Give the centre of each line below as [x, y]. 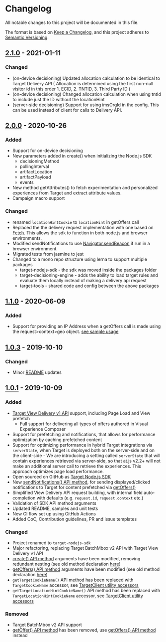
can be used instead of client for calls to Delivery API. [67, 110]
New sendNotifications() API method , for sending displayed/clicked [81, 482]
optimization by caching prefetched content [57, 440]
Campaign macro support [39, 198]
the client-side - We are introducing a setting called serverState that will [86, 455]
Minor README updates [37, 372]
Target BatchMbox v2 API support [47, 625]
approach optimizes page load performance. [58, 471]
